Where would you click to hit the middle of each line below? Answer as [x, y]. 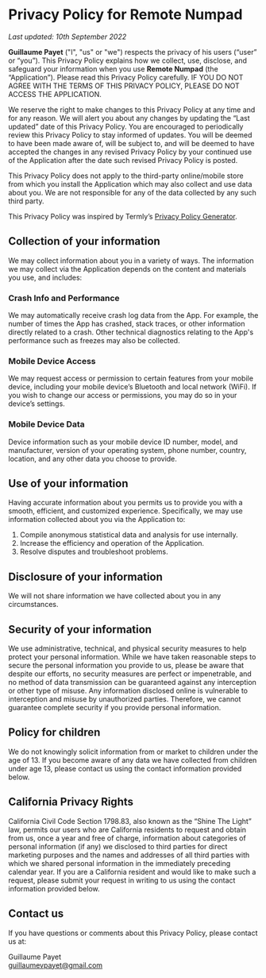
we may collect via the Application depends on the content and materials [127, 269]
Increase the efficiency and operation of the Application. [112, 543]
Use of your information [68, 483]
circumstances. [33, 605]
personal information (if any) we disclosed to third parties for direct [118, 846]
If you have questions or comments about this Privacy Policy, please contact [133, 933]
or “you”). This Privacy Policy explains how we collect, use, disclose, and [128, 60]
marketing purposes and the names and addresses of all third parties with [129, 855]
